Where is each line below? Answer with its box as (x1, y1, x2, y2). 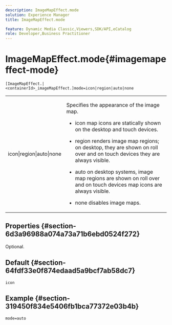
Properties (5, 222, 40, 230)
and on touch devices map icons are (75, 181, 162, 188)
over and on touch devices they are (75, 150, 160, 157)
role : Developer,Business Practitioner (5, 31, 91, 37)
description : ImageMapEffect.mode (5, 7, 79, 13)
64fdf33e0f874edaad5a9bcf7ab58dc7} (5, 266, 136, 275)
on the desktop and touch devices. (75, 126, 159, 133)
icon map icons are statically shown (75, 119, 161, 127)
